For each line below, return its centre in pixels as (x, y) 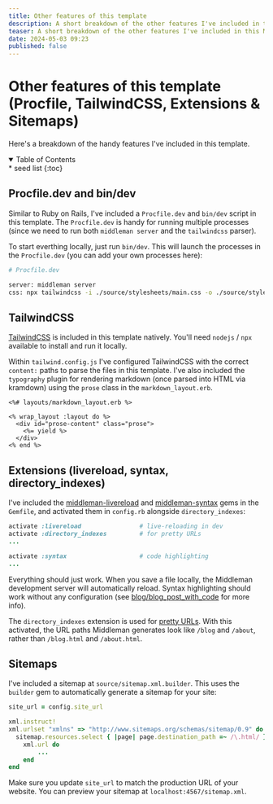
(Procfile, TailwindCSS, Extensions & (134, 104)
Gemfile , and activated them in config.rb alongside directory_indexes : (127, 512)
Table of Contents (45, 160)
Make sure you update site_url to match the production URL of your (123, 783)
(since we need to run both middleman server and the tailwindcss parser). (132, 231)
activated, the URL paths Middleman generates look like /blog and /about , (132, 630)
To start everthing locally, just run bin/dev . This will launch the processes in (135, 246)
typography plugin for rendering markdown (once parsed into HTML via (127, 379)
